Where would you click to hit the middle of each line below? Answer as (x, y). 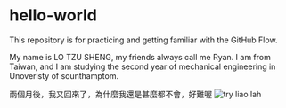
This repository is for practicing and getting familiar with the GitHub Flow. (143, 40)
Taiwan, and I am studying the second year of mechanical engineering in (143, 66)
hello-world (53, 15)
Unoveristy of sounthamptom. (64, 75)
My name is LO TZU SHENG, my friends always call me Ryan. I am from (140, 57)
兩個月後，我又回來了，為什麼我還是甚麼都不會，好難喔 (110, 94)
